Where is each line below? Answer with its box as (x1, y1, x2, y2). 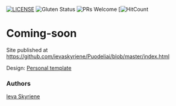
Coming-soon (6, 27, 77, 40)
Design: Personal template (6, 64, 72, 71)
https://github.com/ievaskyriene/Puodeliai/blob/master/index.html (6, 53, 170, 60)
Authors (6, 79, 31, 87)
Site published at (6, 46, 48, 53)
